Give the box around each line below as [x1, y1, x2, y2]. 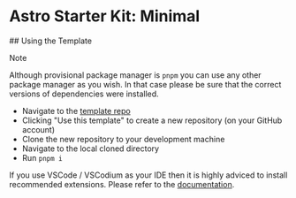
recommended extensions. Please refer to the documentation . [9, 179, 235, 189]
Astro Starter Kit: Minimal [9, 6, 201, 27]
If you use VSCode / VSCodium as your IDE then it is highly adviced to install [9, 170, 288, 180]
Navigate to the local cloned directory [21, 143, 160, 154]
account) [21, 124, 56, 134]
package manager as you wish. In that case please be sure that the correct [9, 79, 282, 89]
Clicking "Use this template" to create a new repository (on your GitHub [21, 115, 283, 126]
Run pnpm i [21, 152, 64, 163]
